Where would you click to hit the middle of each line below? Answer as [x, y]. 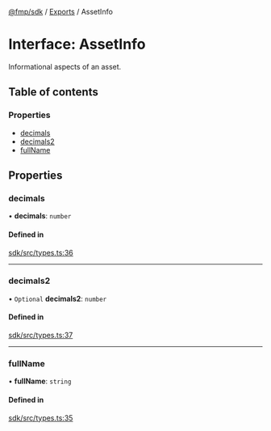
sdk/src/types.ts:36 [41, 252]
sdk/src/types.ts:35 [41, 418]
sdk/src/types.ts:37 [41, 336]
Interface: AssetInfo [77, 44]
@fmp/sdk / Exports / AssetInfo [60, 12]
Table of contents [53, 92]
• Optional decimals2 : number [58, 298]
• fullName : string [40, 381]
